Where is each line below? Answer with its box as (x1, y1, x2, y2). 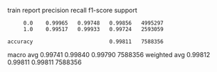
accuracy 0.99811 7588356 (7, 38, 164, 45)
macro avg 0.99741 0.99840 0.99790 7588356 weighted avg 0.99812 (7, 51, 211, 59)
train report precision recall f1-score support (7, 6, 137, 14)
